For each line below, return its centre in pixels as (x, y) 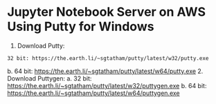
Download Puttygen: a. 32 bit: (49, 78)
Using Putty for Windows (81, 27)
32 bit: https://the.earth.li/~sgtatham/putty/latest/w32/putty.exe (108, 58)
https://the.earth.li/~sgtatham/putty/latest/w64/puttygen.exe (93, 93)
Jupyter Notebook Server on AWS (107, 12)
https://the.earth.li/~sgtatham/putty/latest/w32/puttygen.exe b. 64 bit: (107, 85)
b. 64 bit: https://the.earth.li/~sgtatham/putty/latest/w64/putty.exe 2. (105, 71)
